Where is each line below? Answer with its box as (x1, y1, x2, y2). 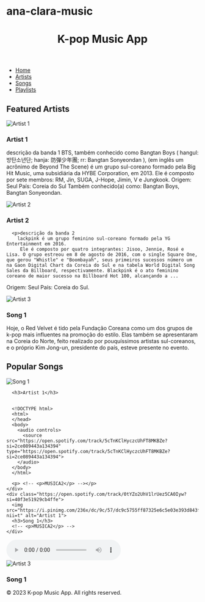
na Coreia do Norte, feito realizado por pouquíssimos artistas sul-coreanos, (6, 338, 196, 345)
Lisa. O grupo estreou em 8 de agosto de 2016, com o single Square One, (6, 252, 198, 258)
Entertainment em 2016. (6, 241, 67, 247)
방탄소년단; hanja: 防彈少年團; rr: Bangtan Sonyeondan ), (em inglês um (6, 156, 184, 164)
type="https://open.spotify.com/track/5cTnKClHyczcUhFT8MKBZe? (6, 448, 171, 454)
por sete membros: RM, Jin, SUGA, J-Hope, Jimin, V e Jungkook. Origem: (6, 176, 192, 184)
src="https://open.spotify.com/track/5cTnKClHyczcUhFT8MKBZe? (6, 438, 168, 444)
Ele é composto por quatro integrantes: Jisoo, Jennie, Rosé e (20, 246, 184, 252)
